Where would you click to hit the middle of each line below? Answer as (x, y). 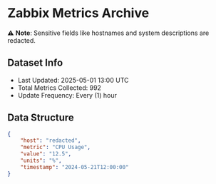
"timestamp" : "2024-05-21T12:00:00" (75, 167)
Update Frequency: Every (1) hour (67, 95)
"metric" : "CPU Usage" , (56, 148)
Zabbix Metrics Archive (78, 13)
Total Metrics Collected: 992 (60, 88)
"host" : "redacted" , (51, 140)
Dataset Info (35, 63)
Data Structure (41, 118)
